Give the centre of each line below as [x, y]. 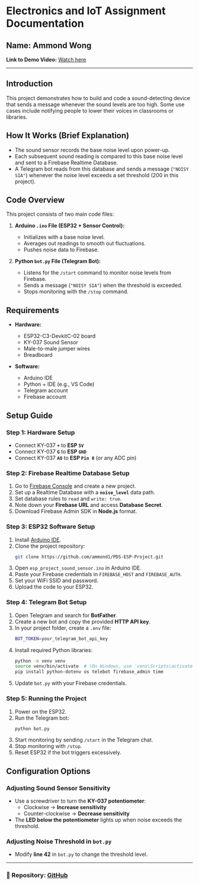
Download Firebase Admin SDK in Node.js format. [76, 512]
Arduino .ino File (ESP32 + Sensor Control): [70, 226]
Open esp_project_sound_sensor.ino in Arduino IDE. [78, 568]
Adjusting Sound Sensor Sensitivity [58, 788]
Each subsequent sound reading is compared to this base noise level [99, 156]
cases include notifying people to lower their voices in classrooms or [90, 110]
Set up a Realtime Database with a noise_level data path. [85, 493]
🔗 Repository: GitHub [37, 876]
